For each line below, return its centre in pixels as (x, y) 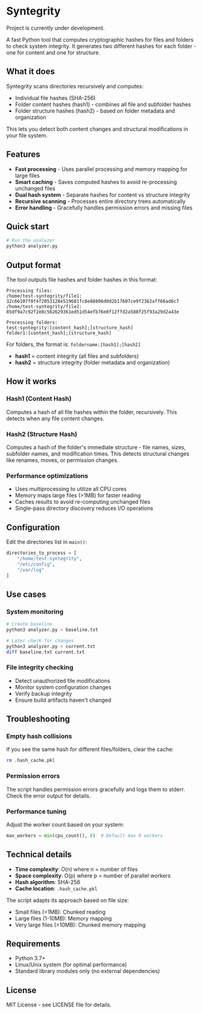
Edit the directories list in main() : (47, 542)
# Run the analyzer (31, 240)
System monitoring (35, 612)
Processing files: (29, 291)
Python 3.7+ (30, 959)
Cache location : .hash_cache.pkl (56, 888)
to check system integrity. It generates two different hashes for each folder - (101, 46)
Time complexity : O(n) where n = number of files (76, 869)
